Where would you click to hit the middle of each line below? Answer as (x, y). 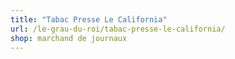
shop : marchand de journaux (69, 38)
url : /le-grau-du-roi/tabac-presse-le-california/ (118, 29)
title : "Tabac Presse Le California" (89, 19)
